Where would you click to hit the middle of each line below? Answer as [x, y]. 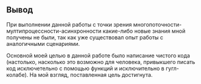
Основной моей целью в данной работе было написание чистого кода [98, 55]
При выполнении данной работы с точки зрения [69, 24]
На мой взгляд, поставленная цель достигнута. [91, 74]
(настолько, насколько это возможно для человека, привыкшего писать [101, 62]
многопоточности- [157, 24]
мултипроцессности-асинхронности [54, 31]
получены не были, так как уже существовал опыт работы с [85, 37]
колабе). [17, 74]
